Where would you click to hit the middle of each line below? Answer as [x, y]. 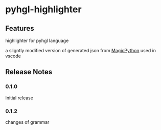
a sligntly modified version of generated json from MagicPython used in [81, 50]
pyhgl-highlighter [43, 9]
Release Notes [29, 72]
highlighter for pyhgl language [37, 40]
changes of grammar [27, 122]
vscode [13, 56]
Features [20, 28]
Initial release [19, 98]
